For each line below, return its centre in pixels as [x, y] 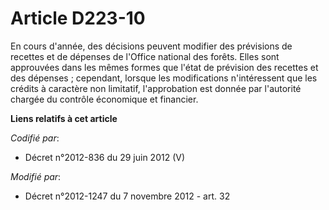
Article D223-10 [78, 18]
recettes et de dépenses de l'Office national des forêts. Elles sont [145, 56]
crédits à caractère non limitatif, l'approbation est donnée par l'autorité [156, 88]
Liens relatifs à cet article [64, 118]
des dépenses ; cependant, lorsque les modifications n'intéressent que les [164, 78]
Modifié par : [36, 176]
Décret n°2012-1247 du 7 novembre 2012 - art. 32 [127, 196]
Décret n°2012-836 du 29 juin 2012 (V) [105, 157]
